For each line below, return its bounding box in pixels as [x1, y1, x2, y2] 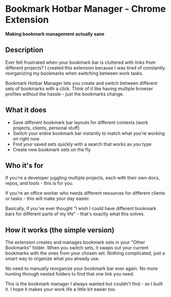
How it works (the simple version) [5, 225, 115, 234]
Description [5, 45, 43, 54]
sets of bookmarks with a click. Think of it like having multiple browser [5, 85, 153, 92]
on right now [12, 135, 40, 142]
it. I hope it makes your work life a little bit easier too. [5, 286, 116, 292]
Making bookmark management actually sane [5, 31, 105, 37]
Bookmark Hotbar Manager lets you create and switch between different [5, 80, 158, 86]
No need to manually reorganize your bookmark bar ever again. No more [5, 265, 158, 271]
